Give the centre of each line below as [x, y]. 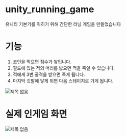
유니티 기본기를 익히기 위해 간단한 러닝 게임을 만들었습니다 [63, 24]
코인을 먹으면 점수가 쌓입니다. [42, 62]
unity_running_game [50, 9]
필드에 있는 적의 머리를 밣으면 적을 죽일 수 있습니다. [64, 68]
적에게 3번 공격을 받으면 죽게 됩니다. [49, 74]
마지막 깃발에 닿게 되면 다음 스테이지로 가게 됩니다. [63, 80]
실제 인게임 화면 [36, 114]
